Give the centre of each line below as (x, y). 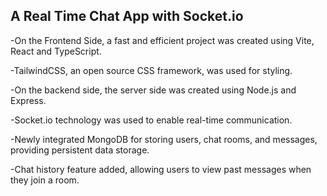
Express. (28, 100)
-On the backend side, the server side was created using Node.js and (153, 90)
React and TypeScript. (56, 51)
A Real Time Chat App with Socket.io (127, 16)
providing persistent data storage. (80, 150)
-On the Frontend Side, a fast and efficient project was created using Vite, (162, 40)
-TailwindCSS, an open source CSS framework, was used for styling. (151, 70)
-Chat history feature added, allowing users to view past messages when (161, 169)
